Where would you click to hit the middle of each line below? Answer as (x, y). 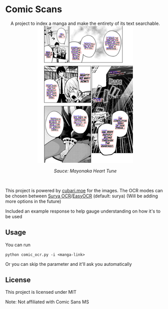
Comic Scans (34, 9)
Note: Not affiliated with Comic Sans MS (47, 302)
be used (14, 216)
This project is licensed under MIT (41, 292)
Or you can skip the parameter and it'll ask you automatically (69, 264)
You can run (18, 245)
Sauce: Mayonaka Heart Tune (85, 170)
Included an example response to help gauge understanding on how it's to (83, 211)
